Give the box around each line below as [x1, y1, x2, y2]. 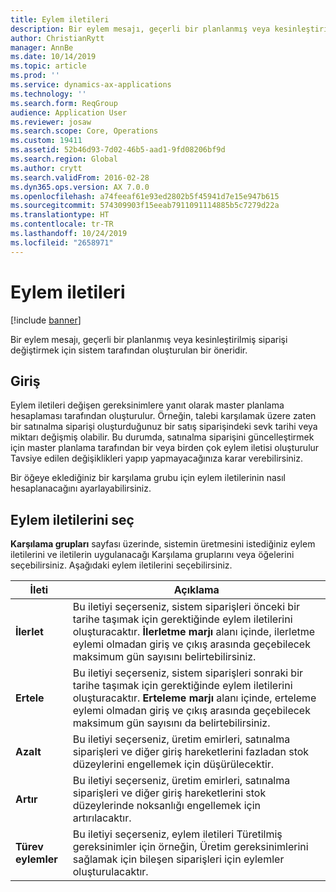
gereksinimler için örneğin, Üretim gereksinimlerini [72, 840, 309, 854]
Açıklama [173, 583, 220, 597]
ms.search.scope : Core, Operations [10, 126, 159, 136]
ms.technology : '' [10, 89, 87, 99]
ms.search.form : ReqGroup [10, 98, 118, 108]
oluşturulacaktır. [72, 865, 149, 879]
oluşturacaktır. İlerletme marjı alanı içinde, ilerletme [72, 625, 316, 639]
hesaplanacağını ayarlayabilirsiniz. [10, 482, 152, 495]
